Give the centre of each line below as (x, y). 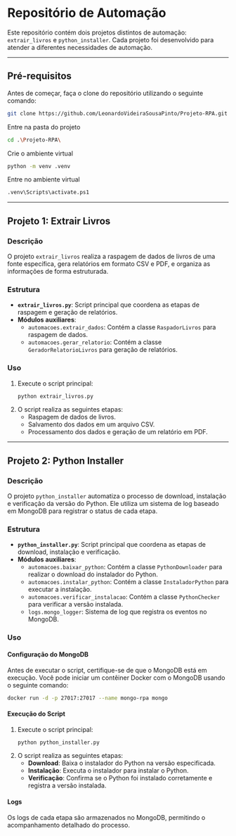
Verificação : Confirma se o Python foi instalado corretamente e (120, 778)
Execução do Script (36, 714)
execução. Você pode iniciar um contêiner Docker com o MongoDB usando (116, 678)
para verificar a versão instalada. (76, 604)
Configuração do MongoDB (48, 654)
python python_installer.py (58, 742)
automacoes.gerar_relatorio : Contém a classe (95, 342)
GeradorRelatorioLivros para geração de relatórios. (103, 350)
